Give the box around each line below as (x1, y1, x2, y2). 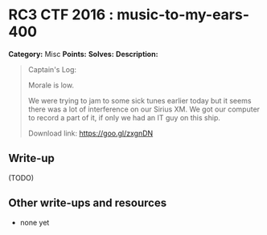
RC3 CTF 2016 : (8, 6, 114, 24)
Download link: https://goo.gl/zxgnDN (27, 128, 154, 138)
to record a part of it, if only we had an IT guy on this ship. (27, 112, 221, 122)
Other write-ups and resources (8, 197, 167, 210)
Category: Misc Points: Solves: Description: (8, 49, 158, 59)
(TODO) (8, 172, 35, 182)
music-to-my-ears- (116, 6, 250, 24)
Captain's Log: (27, 64, 77, 74)
